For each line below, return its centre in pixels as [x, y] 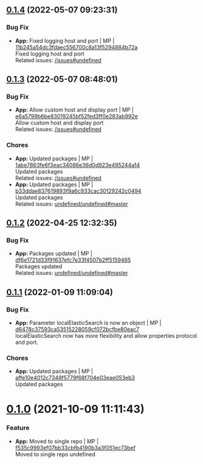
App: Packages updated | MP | [54, 254]
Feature [18, 428]
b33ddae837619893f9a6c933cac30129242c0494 [78, 191]
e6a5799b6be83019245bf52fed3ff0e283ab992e [77, 116]
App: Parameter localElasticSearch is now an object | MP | [88, 323]
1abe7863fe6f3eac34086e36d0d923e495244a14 [77, 165]
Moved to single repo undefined [55, 454]
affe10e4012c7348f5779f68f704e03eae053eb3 [75, 378]
